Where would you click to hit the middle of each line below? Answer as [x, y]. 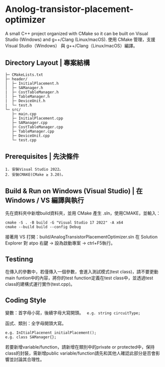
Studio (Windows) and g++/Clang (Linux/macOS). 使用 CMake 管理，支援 [80, 39]
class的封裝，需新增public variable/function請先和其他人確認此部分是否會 [81, 353]
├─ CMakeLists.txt [24, 75]
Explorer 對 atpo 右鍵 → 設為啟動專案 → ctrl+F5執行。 [60, 243]
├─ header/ [16, 79]
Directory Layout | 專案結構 [47, 63]
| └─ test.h [19, 105]
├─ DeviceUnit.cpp [31, 135]
